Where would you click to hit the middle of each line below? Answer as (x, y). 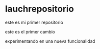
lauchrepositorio (40, 9)
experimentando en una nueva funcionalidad (50, 41)
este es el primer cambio (30, 32)
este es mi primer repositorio (34, 22)
